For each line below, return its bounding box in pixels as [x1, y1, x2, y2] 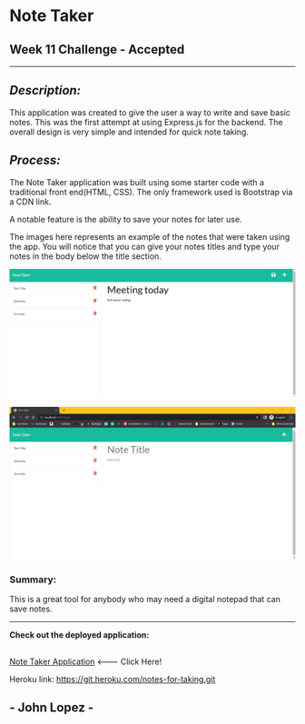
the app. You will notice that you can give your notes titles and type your [9, 241, 280, 252]
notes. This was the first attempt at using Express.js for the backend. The [9, 116, 283, 127]
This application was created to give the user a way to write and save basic [9, 106, 290, 118]
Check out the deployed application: [9, 630, 150, 640]
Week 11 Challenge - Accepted [9, 42, 185, 57]
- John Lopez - [9, 700, 93, 716]
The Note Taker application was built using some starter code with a [9, 176, 265, 187]
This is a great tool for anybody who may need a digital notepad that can [9, 594, 281, 605]
